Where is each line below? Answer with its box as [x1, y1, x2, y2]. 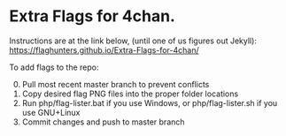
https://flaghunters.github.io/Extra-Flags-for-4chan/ [9, 44, 199, 55]
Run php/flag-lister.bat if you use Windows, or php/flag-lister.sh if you [21, 97, 278, 108]
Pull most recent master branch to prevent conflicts [21, 79, 210, 89]
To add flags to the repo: [9, 62, 99, 72]
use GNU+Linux [21, 107, 81, 117]
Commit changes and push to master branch [21, 117, 185, 127]
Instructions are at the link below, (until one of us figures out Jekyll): [9, 35, 257, 46]
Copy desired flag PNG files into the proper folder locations [21, 88, 239, 99]
